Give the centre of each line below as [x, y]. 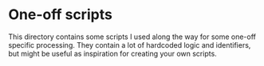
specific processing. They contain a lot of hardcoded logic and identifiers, [130, 45]
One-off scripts [61, 15]
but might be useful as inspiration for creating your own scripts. [112, 53]
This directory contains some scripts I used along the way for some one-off [132, 37]
